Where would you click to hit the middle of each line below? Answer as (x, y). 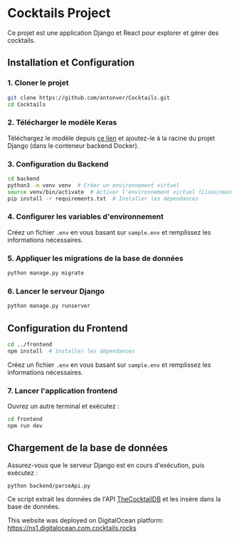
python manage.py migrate (46, 273)
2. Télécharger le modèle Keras (62, 122)
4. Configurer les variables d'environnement (86, 217)
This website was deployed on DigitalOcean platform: (86, 521)
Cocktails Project (59, 13)
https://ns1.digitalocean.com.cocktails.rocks (72, 528)
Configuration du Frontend (68, 328)
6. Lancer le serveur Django (56, 291)
